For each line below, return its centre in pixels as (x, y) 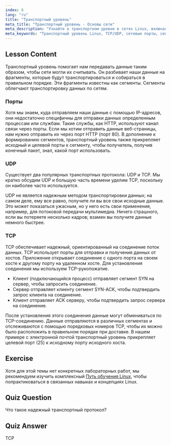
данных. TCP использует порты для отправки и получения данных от (81, 252)
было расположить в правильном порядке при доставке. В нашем (78, 331)
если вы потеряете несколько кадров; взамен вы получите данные (78, 217)
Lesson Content (31, 54)
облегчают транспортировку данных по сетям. (56, 88)
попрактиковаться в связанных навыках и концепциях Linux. (72, 382)
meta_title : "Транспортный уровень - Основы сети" (60, 24)
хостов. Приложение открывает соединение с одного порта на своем (81, 257)
